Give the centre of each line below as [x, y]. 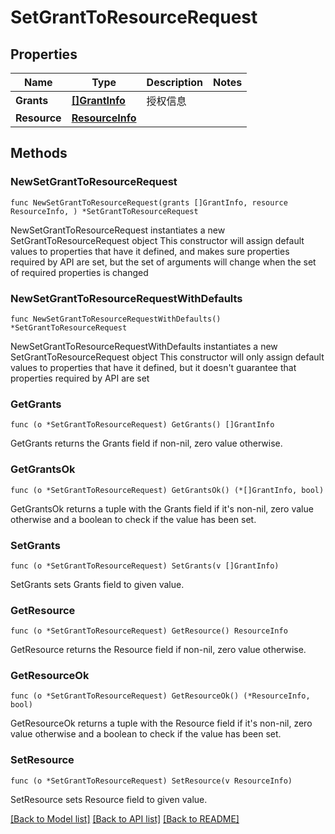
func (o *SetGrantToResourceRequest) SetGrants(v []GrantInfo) [145, 566]
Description [175, 82]
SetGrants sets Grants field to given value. [97, 584]
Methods [39, 153]
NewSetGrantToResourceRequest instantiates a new [118, 230]
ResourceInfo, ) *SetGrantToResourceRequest [104, 211]
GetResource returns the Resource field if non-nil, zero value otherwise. [158, 650]
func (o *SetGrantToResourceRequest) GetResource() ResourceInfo [149, 631]
